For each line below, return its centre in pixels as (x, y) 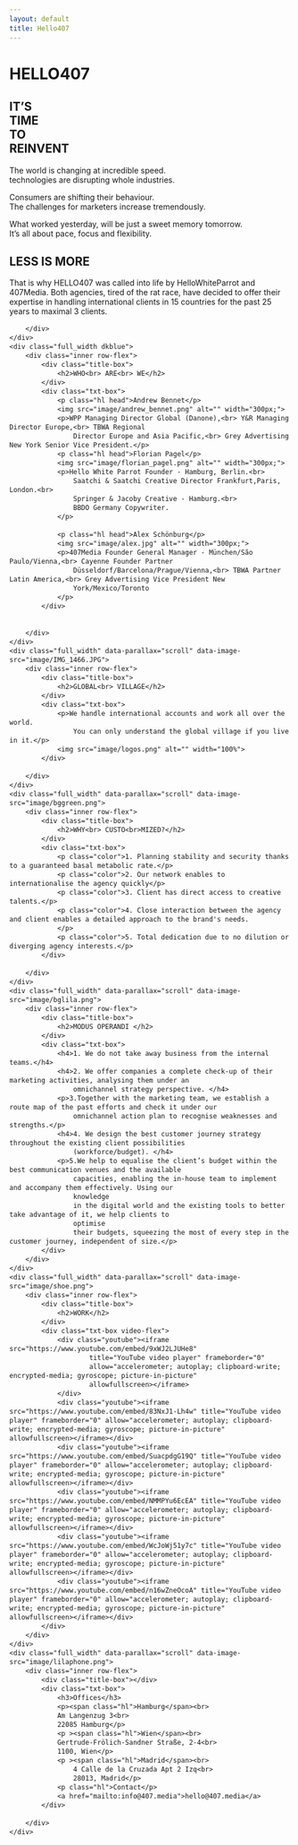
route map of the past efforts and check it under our (113, 1108)
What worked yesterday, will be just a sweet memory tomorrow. (126, 224)
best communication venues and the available (95, 1170)
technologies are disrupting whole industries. (92, 180)
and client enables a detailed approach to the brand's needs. (129, 920)
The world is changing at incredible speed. (88, 170)
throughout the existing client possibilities (97, 1144)
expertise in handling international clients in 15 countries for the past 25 (141, 302)
